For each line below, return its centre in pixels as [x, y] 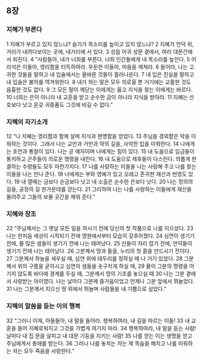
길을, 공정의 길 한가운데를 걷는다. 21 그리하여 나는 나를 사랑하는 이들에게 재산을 [99, 189]
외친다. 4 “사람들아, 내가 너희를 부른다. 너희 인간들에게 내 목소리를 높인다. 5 [101, 59]
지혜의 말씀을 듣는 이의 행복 [43, 306]
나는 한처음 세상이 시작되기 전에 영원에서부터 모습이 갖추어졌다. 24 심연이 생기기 [101, 236]
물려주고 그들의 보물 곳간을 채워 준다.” [51, 196]
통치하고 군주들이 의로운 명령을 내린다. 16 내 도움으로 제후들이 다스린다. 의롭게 [98, 159]
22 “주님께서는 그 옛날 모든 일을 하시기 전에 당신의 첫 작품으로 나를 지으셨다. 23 [100, 228]
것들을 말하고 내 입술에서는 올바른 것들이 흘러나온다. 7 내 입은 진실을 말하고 [106, 74]
